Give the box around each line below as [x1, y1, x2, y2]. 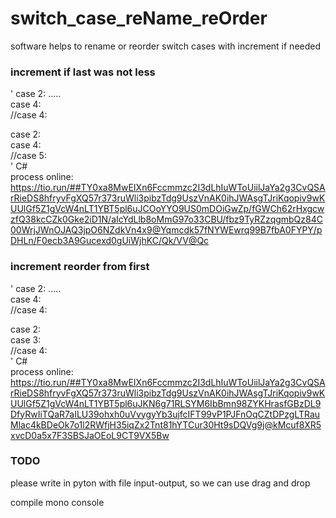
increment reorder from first [10, 260, 150, 274]
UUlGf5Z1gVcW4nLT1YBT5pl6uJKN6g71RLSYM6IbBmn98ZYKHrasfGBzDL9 [10, 397, 322, 409]
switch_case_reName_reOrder [10, 7, 268, 30]
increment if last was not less [10, 65, 156, 79]
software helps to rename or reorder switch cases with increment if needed [10, 40, 322, 52]
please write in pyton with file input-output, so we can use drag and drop [10, 477, 311, 489]
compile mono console [10, 496, 105, 508]
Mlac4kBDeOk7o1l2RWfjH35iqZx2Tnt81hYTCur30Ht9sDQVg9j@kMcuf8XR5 [10, 418, 322, 431]
